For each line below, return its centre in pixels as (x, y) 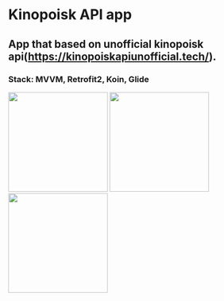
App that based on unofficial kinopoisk (106, 44)
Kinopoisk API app (70, 15)
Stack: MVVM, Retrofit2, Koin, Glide (79, 79)
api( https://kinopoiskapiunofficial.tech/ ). (112, 56)
